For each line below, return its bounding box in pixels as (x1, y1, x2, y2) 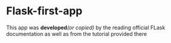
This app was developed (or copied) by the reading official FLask (6, 24, 166, 31)
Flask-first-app (6, 4, 83, 18)
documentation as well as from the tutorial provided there (6, 30, 147, 37)
